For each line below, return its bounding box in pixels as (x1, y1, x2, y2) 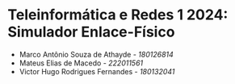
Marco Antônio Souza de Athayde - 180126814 (19, 49, 174, 59)
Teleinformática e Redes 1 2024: (7, 6, 229, 24)
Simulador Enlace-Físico (7, 23, 175, 41)
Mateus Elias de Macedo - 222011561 (19, 58, 144, 68)
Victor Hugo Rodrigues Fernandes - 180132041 (19, 66, 175, 76)
